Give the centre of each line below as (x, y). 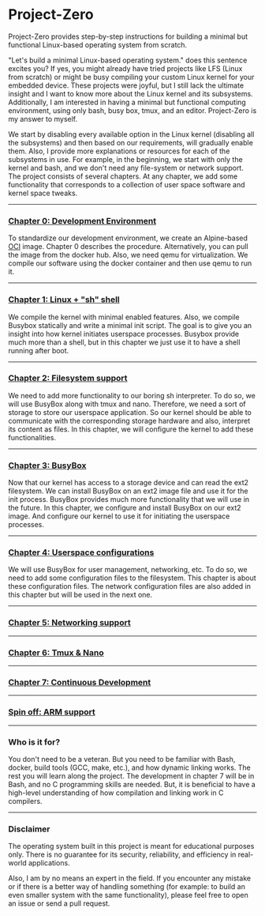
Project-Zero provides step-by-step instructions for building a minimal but (128, 36)
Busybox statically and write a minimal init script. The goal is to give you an (130, 325)
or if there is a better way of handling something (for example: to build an (127, 887)
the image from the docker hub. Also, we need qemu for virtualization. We (128, 255)
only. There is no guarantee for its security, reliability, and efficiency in (122, 854)
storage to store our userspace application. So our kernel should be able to (130, 412)
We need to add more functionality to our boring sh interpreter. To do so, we (132, 395)
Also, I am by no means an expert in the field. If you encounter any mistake (129, 878)
